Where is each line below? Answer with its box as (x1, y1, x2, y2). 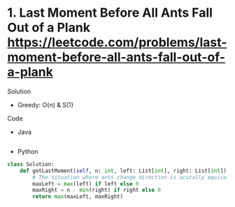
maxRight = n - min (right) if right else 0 (32, 187, 161, 194)
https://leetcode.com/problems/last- (7, 35, 227, 50)
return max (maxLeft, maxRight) (32, 193, 124, 200)
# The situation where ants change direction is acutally (32, 174, 205, 181)
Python (17, 147, 38, 155)
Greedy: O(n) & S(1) (17, 100, 74, 109)
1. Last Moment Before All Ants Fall (7, 5, 213, 21)
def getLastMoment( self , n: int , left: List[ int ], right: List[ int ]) (20, 167, 227, 174)
